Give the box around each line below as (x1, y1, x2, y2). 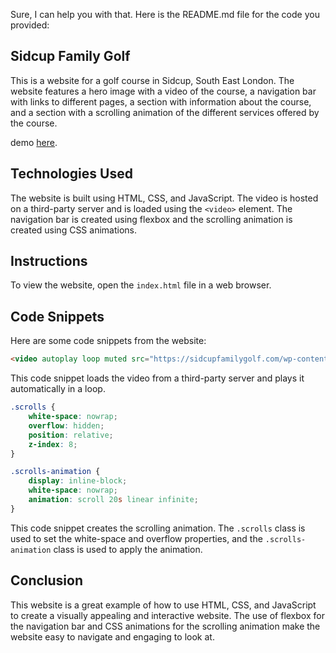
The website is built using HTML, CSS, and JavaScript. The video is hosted (10, 192, 319, 204)
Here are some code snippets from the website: (10, 335, 207, 347)
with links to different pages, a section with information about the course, (10, 95, 312, 108)
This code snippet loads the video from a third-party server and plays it (10, 372, 305, 384)
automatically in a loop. (10, 383, 106, 395)
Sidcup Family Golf (10, 48, 131, 65)
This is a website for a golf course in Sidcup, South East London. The (10, 74, 295, 86)
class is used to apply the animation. (53, 543, 203, 555)
